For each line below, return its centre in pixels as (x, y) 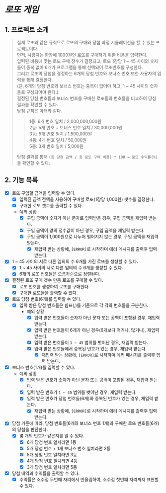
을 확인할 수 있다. (33, 163)
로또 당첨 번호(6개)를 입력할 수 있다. (46, 299)
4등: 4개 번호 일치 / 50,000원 (58, 140)
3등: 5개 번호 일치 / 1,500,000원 (61, 134)
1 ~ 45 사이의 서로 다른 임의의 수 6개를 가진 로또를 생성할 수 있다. (75, 261)
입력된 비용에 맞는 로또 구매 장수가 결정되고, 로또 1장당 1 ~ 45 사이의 (83, 61)
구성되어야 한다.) (42, 92)
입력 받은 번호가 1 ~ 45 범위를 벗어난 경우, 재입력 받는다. (82, 392)
